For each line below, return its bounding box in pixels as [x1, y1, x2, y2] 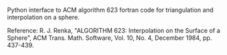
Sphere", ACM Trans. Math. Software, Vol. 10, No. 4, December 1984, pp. [7, 34, 213, 42]
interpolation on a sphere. [7, 13, 80, 21]
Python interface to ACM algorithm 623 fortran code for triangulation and [7, 6, 214, 14]
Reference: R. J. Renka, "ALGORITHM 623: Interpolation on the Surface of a [7, 27, 221, 34]
